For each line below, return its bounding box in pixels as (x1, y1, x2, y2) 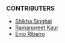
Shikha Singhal (14, 18, 52, 25)
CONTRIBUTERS (6, 4, 55, 13)
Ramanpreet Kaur (14, 24, 59, 31)
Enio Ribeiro (14, 30, 45, 38)
